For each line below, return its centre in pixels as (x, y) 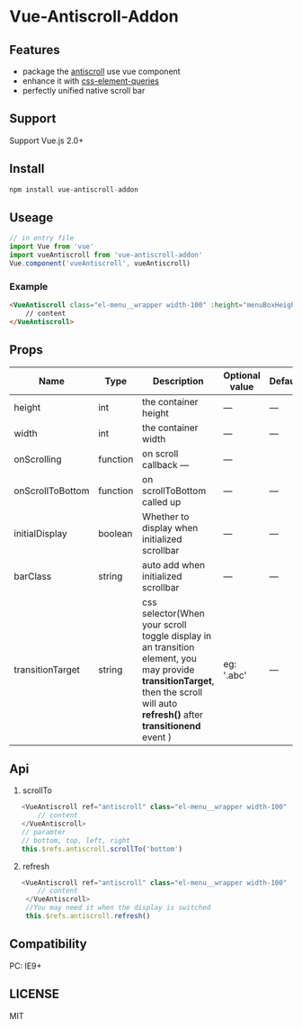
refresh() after (173, 715)
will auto (160, 703)
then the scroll (173, 692)
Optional (242, 375)
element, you (170, 658)
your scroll (164, 625)
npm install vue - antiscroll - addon (74, 189)
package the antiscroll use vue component (102, 71)
